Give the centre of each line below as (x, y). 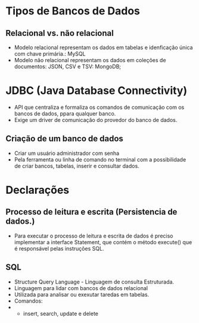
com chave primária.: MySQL (50, 54)
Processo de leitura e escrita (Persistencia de (91, 212)
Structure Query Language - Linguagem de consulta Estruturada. (94, 282)
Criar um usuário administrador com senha (67, 153)
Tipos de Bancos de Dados (73, 11)
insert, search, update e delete (61, 313)
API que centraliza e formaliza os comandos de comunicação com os (99, 107)
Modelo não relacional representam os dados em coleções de (90, 60)
